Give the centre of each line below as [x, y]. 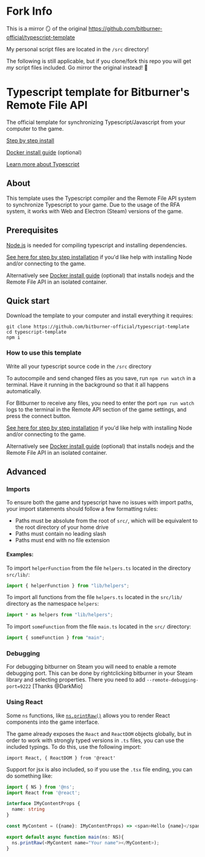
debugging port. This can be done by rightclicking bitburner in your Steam [100, 673]
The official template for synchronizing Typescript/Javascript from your [96, 122]
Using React [25, 702]
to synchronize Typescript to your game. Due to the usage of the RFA [93, 204]
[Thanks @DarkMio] [58, 686]
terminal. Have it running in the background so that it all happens [88, 384]
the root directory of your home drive [62, 528]
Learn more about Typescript [43, 164]
